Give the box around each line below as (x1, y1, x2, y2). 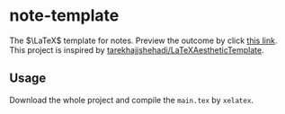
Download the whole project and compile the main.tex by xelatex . (9, 94, 254, 105)
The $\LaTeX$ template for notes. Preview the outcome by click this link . (9, 35, 278, 46)
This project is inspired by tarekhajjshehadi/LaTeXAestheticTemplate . (9, 44, 264, 55)
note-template (9, 5, 120, 26)
